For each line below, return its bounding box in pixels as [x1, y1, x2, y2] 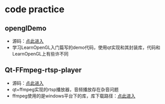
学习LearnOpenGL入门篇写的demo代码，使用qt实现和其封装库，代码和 [12, 44, 161, 50]
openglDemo [5, 24, 47, 33]
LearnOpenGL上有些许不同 [12, 51, 69, 57]
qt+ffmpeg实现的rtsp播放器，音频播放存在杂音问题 [12, 86, 119, 92]
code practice [5, 4, 65, 15]
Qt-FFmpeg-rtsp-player [5, 66, 82, 74]
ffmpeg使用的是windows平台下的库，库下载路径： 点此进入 [12, 93, 135, 99]
